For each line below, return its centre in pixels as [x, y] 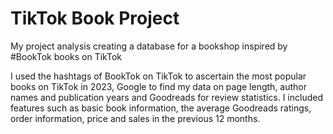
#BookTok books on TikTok [66, 56]
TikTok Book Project [95, 18]
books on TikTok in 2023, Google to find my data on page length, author [159, 86]
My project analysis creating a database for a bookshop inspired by [149, 46]
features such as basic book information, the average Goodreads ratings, [161, 108]
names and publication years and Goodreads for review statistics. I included [166, 97]
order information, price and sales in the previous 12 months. [135, 118]
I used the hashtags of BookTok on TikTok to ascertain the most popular [158, 76]
